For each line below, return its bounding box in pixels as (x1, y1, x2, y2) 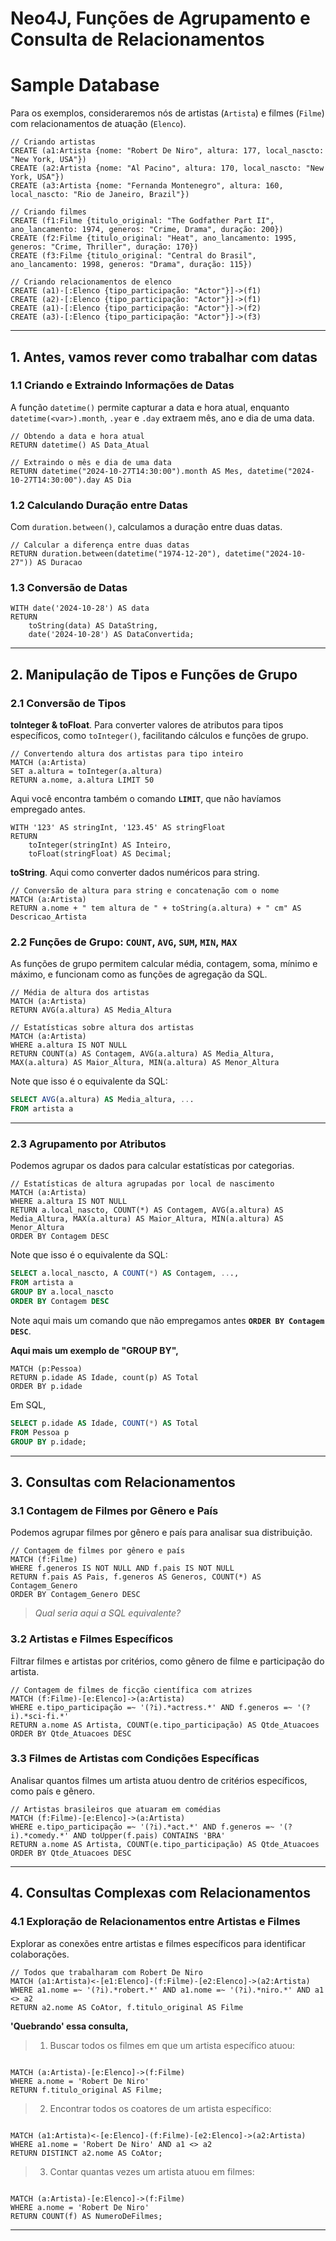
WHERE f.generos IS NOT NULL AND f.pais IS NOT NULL (10, 1563, 235, 1574)
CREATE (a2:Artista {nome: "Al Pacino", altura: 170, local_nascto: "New (10, 163, 325, 174)
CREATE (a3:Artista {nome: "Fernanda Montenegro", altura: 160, (10, 181, 284, 191)
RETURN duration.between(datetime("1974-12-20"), (10, 549, 222, 559)
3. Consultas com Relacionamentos (10, 1473, 236, 1491)
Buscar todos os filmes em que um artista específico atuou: (49, 2039, 296, 2051)
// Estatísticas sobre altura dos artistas (10, 1023, 195, 1033)
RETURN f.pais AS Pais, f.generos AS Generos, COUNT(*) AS (10, 1572, 262, 1582)
